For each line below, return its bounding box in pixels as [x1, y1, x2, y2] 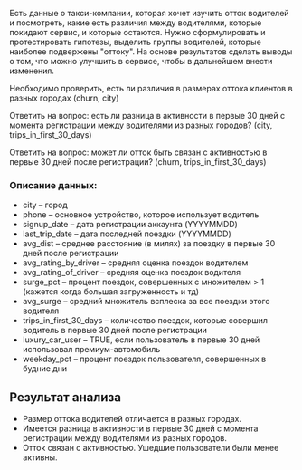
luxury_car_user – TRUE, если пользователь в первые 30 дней [22, 334, 260, 345]
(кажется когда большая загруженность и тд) [22, 286, 200, 297]
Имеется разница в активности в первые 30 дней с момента [22, 423, 259, 434]
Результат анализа [9, 389, 122, 405]
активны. [22, 452, 58, 463]
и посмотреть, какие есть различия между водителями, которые [9, 17, 262, 28]
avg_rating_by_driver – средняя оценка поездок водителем [22, 257, 249, 268]
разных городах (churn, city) [9, 92, 119, 103]
